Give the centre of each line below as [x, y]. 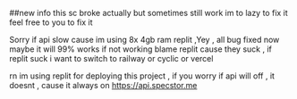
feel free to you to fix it [51, 22]
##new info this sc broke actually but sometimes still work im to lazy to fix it [148, 13]
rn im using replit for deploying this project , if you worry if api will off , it [142, 76]
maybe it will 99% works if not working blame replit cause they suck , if [141, 49]
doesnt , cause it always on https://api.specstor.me [103, 85]
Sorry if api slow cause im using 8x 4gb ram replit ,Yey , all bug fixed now [144, 40]
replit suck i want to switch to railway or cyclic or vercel [111, 58]
